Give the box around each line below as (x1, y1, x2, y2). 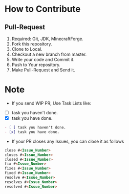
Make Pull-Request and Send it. (11, 67, 75, 73)
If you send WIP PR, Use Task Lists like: (11, 100, 91, 106)
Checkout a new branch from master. (11, 51, 86, 57)
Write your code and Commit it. (11, 57, 75, 62)
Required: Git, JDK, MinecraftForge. (11, 36, 84, 42)
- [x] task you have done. (4, 129, 60, 134)
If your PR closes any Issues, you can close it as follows (11, 138, 124, 144)
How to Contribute (4, 3, 81, 15)
